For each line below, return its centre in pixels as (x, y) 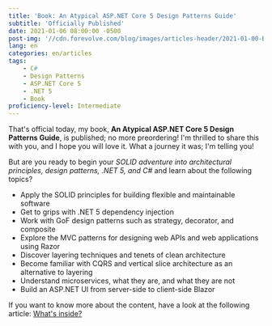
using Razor (40, 247)
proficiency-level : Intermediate (65, 106)
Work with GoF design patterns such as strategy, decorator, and (127, 221)
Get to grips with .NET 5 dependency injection (97, 212)
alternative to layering (56, 273)
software (35, 204)
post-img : (25, 38)
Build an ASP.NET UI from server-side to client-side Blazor (117, 290)
